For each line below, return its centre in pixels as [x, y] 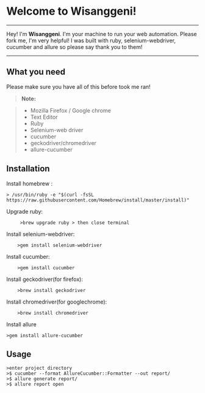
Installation [28, 169]
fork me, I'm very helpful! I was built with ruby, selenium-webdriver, [91, 40]
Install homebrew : [30, 183]
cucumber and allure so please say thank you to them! [74, 47]
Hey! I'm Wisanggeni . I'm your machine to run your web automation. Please [102, 34]
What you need [36, 72]
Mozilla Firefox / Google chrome [70, 110]
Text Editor [44, 117]
